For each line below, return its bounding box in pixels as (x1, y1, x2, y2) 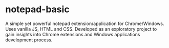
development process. (5, 37, 53, 43)
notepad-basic (5, 4, 70, 15)
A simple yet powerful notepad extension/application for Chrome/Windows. (5, 20, 165, 27)
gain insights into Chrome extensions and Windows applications (5, 31, 140, 37)
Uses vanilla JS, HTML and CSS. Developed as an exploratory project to (5, 26, 157, 32)
